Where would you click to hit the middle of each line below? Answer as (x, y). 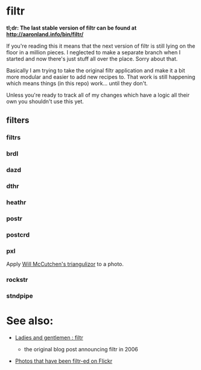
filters (18, 120)
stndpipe (20, 296)
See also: (30, 321)
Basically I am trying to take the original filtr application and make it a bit (96, 70)
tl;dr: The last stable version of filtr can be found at (72, 28)
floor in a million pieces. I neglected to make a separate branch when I (94, 52)
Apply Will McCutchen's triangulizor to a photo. (65, 264)
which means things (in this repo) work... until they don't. (77, 83)
